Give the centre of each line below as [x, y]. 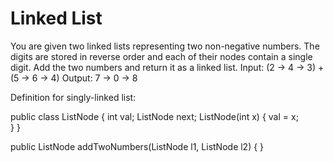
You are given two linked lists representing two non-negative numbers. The [165, 46]
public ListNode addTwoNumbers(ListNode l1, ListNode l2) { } [137, 146]
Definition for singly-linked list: [73, 97]
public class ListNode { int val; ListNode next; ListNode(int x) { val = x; [154, 116]
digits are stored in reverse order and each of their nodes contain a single [161, 56]
